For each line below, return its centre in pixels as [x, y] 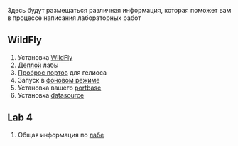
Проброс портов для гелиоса [62, 72]
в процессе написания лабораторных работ [74, 18]
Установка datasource [51, 95]
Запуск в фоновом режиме [59, 80]
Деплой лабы [38, 65]
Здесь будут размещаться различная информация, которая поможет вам [119, 10]
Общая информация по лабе [61, 135]
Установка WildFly [45, 57]
